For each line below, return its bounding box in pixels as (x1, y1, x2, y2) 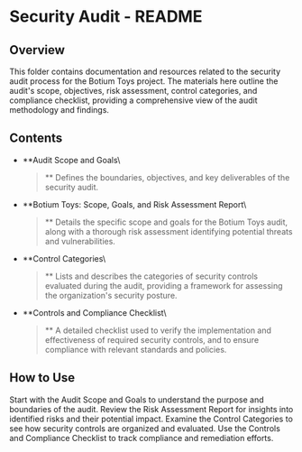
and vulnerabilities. (44, 235, 115, 246)
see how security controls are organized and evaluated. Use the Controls (9, 422, 281, 434)
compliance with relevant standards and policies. (44, 344, 227, 355)
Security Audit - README (9, 6, 203, 27)
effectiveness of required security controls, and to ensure (44, 334, 260, 345)
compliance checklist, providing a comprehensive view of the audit (9, 95, 258, 106)
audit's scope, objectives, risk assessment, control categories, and (9, 86, 258, 96)
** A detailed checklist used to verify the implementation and (44, 325, 272, 336)
